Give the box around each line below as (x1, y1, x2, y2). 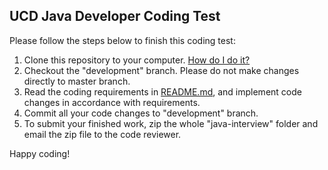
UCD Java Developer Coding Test (9, 8, 221, 25)
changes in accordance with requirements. (23, 96, 201, 108)
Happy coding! (9, 147, 71, 159)
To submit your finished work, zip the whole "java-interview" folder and (23, 117, 319, 129)
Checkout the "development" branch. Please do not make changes (23, 64, 300, 76)
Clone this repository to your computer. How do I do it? (23, 54, 251, 66)
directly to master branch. (23, 75, 131, 87)
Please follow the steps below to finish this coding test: (9, 34, 236, 46)
